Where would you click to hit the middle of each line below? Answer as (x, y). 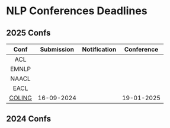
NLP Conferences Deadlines (77, 11)
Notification (99, 49)
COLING (21, 98)
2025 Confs (28, 33)
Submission (57, 49)
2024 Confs (29, 119)
